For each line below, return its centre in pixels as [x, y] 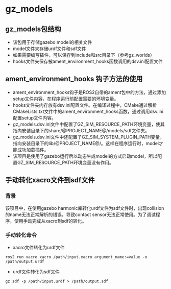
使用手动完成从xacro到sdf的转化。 [50, 221]
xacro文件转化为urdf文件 [39, 247]
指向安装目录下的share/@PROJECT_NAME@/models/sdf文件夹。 [81, 130]
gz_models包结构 [33, 29]
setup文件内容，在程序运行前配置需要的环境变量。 [66, 99]
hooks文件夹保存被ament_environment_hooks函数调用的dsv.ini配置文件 [88, 61]
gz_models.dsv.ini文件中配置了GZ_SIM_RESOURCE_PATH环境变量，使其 [89, 124]
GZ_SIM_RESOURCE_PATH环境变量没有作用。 [65, 162]
